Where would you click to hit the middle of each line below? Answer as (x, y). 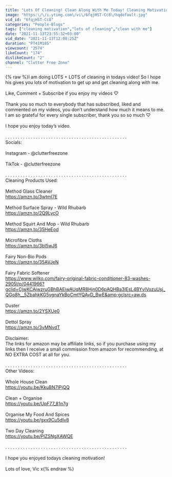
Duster (12, 306)
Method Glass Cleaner (29, 191)
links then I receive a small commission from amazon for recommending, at (84, 349)
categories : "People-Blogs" (35, 24)
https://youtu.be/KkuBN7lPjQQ (38, 387)
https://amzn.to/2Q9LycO (32, 213)
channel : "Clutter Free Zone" (38, 63)
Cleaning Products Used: (31, 180)
